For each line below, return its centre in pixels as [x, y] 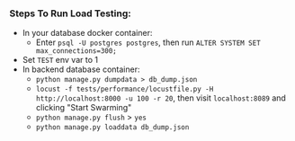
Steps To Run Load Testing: [71, 13]
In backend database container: [81, 69]
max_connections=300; [76, 51]
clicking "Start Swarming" [84, 108]
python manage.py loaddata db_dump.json [112, 128]
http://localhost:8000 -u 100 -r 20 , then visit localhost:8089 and [161, 98]
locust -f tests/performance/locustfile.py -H [125, 89]
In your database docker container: [87, 33]
